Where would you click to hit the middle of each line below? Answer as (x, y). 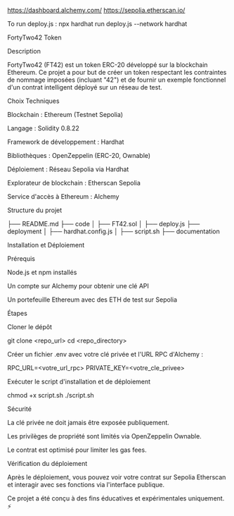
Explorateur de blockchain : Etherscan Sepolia (74, 183)
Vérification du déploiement (47, 463)
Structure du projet (35, 210)
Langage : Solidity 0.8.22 (43, 128)
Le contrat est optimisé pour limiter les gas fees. (77, 450)
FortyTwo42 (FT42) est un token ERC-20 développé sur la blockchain (108, 65)
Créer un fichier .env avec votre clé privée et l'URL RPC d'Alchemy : (105, 354)
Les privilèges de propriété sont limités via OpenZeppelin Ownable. (104, 436)
